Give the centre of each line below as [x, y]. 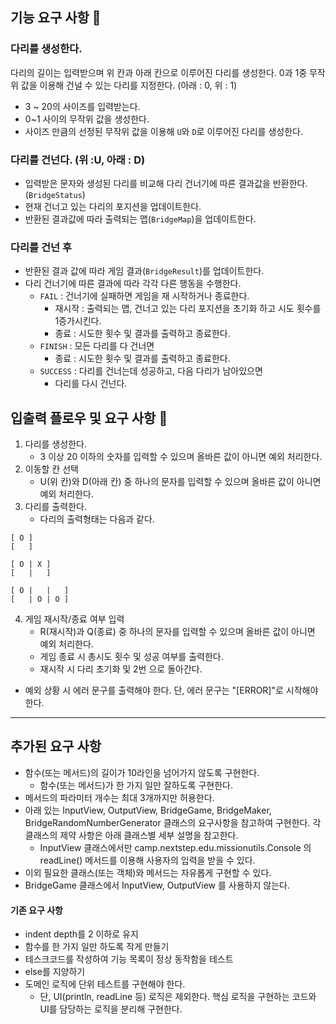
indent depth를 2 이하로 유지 [81, 934]
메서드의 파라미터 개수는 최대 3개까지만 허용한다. [119, 797]
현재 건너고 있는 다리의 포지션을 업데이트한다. [113, 206]
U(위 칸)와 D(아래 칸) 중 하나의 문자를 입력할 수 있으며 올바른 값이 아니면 [180, 482]
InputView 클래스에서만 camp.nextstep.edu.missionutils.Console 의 [175, 847]
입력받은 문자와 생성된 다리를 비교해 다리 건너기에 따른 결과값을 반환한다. [166, 183]
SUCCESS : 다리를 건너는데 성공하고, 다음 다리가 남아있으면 [151, 371]
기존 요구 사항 [36, 910]
